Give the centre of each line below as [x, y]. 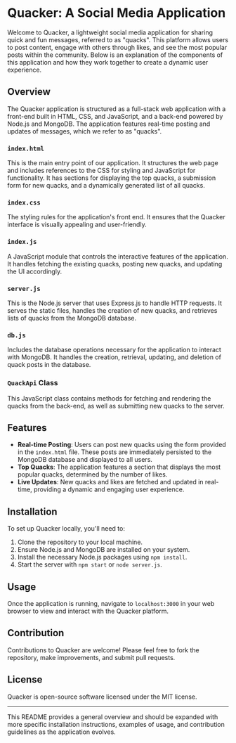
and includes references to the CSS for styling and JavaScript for [101, 171]
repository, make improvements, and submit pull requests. [91, 657]
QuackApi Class [33, 383]
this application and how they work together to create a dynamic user [108, 62]
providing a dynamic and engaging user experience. [109, 489]
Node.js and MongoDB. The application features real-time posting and [109, 124]
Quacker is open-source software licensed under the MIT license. [102, 697]
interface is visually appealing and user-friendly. [77, 225]
